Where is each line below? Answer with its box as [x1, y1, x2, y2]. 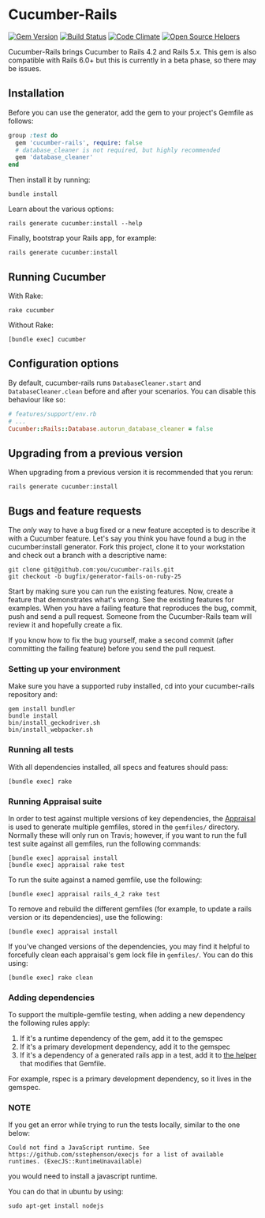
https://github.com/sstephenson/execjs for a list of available [8, 1151, 224, 1159]
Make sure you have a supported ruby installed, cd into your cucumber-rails [8, 681, 255, 691]
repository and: [8, 690, 58, 700]
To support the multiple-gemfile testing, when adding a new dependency [8, 1010, 245, 1020]
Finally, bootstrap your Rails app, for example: [8, 233, 157, 243]
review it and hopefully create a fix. [8, 620, 123, 629]
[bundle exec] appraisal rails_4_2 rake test [8, 890, 160, 898]
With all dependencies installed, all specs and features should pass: [8, 762, 229, 771]
